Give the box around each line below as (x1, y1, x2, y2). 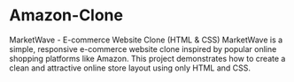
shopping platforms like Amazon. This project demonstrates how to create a (9, 53, 286, 63)
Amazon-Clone (9, 5, 124, 26)
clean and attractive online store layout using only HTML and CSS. (9, 63, 251, 73)
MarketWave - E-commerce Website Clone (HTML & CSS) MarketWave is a (9, 34, 283, 45)
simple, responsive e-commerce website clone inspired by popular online (9, 43, 277, 54)
